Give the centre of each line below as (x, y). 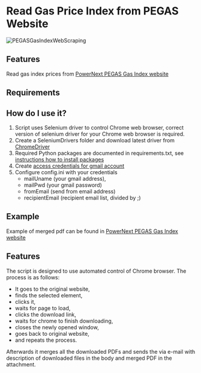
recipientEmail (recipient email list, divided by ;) (82, 198)
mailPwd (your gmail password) (63, 185)
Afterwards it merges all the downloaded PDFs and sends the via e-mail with (101, 351)
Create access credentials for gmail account (70, 166)
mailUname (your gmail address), (65, 178)
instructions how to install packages (59, 159)
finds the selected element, (49, 295)
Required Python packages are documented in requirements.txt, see (99, 153)
